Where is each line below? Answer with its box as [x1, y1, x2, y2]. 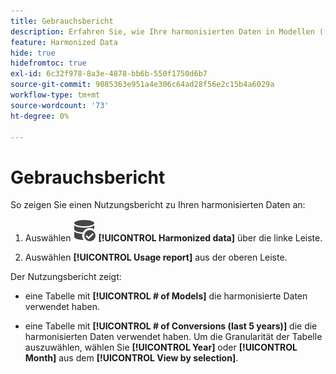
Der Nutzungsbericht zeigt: [10, 271, 122, 283]
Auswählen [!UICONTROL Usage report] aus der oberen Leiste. [24, 251, 288, 264]
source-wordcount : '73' [10, 100, 110, 110]
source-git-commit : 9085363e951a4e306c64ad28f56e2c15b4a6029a [10, 80, 275, 90]
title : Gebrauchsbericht [10, 16, 114, 26]
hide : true [10, 48, 56, 58]
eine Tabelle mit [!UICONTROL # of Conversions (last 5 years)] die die [24, 320, 318, 332]
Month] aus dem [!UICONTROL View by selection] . [24, 352, 239, 364]
